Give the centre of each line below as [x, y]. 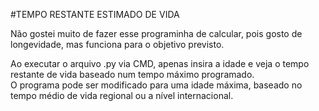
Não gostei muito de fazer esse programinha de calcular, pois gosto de [156, 33]
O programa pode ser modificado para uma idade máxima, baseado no [156, 85]
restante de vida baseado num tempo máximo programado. [132, 74]
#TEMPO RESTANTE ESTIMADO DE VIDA [95, 14]
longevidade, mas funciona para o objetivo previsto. [117, 44]
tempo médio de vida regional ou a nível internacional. [122, 95]
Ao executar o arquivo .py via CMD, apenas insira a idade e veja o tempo [160, 63]
